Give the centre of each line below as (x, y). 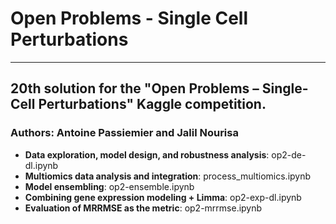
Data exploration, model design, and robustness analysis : (147, 154)
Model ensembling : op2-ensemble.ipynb (109, 186)
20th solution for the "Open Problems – (135, 88)
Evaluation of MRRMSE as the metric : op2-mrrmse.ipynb (143, 208)
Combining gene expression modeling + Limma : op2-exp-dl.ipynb (163, 197)
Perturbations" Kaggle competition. (152, 104)
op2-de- (289, 154)
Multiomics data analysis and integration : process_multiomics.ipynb (168, 176)
